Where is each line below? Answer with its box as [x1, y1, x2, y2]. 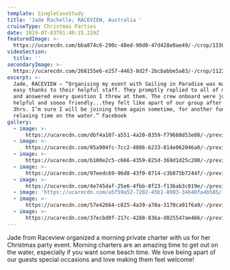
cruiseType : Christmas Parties [7, 23, 97, 30]
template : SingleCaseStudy [7, 10, 84, 17]
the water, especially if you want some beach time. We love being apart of [7, 248, 216, 256]
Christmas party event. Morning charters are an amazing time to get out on [7, 240, 218, 249]
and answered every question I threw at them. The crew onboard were [13, 93, 216, 100]
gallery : [7, 118, 32, 126]
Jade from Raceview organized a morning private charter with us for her [7, 233, 211, 241]
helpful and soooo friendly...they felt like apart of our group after [13, 100, 222, 106]
